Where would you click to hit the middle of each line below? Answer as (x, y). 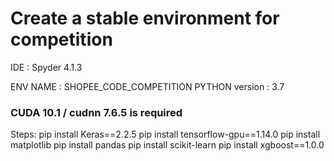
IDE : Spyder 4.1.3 (46, 67)
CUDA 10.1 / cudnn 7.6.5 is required (96, 112)
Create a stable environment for (145, 18)
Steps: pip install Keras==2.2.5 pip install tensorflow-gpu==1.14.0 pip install (165, 134)
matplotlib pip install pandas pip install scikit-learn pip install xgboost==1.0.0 (167, 145)
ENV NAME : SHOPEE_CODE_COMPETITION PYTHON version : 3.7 (147, 86)
